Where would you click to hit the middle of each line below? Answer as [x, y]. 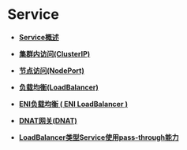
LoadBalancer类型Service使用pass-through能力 [99, 137]
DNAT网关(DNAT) [48, 120]
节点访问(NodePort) [51, 70]
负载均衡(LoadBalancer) [59, 87]
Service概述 [39, 37]
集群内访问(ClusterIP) [54, 53]
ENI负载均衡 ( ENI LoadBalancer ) [73, 104]
